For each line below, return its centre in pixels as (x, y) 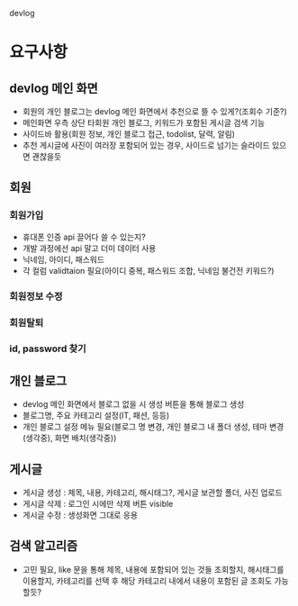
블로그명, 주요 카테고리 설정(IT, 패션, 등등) (96, 416)
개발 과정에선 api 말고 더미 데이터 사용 (89, 248)
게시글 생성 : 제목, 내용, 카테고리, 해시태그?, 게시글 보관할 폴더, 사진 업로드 (152, 493)
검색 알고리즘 (44, 546)
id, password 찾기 (48, 348)
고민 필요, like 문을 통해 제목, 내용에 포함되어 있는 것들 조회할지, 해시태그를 (153, 569)
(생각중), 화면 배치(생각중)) (69, 438)
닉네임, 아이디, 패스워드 (63, 259)
